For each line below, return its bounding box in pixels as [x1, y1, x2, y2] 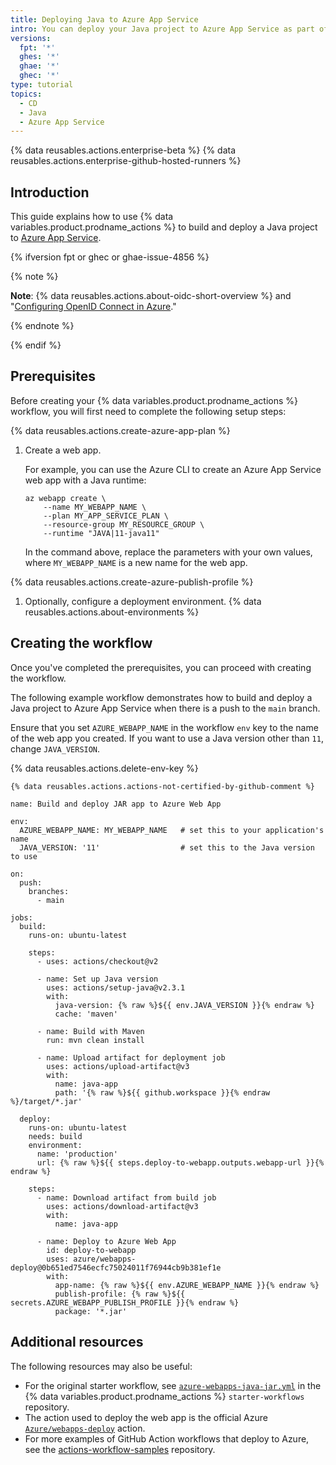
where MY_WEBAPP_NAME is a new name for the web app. [24, 556, 248, 568]
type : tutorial [10, 80, 74, 90]
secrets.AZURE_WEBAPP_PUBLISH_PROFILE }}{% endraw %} [10, 1297, 240, 1308]
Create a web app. [24, 444, 102, 456]
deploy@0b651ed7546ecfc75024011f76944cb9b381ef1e [10, 1262, 222, 1273]
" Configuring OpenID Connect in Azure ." [10, 301, 177, 313]
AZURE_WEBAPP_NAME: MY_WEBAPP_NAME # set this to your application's [19, 825, 325, 835]
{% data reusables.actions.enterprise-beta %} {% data [10, 144, 237, 156]
